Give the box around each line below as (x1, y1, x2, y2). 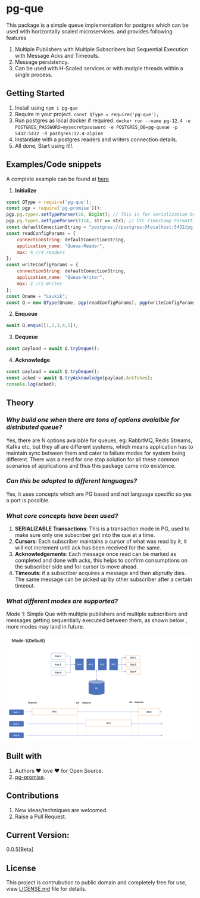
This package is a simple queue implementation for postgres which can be (6, 21, 189, 29)
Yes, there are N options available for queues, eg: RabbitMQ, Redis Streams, (6, 437, 192, 444)
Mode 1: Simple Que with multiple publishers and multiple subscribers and (6, 610, 187, 618)
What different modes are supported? (6, 597, 118, 605)
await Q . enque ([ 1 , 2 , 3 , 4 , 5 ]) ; (6, 322, 79, 329)
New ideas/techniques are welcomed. (14, 806, 108, 813)
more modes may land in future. (6, 623, 85, 630)
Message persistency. (14, 58, 69, 66)
